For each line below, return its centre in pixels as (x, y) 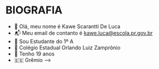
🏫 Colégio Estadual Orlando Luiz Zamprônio (67, 47)
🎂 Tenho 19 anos (34, 54)
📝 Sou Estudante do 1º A (44, 41)
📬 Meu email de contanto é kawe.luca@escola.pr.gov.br (83, 33)
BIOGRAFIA (34, 10)
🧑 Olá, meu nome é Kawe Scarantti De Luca (67, 26)
